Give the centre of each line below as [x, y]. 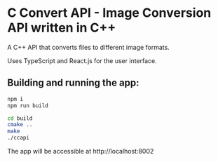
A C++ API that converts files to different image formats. [88, 47]
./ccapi [19, 138]
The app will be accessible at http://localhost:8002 [81, 151]
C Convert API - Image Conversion [109, 13]
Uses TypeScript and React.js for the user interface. [82, 60]
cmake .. [20, 125]
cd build [20, 118]
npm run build [28, 106]
